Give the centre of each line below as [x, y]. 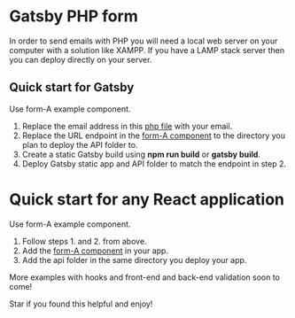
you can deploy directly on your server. [81, 59]
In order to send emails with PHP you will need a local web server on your [144, 41]
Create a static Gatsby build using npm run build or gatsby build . [141, 154]
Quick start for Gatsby [72, 87]
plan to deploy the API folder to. [80, 144]
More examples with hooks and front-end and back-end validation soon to [145, 277]
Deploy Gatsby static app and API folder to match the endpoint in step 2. [154, 163]
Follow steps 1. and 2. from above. [85, 241]
